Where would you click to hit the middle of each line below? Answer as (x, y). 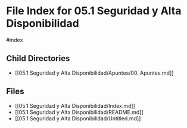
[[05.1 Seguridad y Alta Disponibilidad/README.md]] (79, 112)
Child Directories (38, 58)
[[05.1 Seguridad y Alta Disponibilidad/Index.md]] (75, 105)
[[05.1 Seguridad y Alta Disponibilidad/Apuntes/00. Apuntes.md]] (94, 73)
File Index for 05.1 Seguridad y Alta (94, 11)
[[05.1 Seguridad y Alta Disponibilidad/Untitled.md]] (78, 118)
